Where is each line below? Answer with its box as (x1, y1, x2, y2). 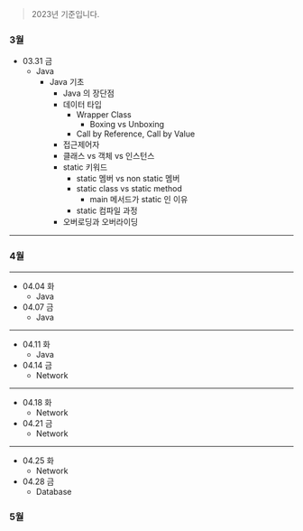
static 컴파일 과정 (76, 205, 138, 216)
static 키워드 (62, 162, 108, 172)
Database (35, 486, 72, 497)
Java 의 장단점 (62, 88, 115, 98)
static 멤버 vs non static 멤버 (76, 173, 180, 184)
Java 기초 (49, 77, 85, 88)
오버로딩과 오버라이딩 (62, 217, 138, 228)
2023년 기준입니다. (31, 9, 100, 19)
